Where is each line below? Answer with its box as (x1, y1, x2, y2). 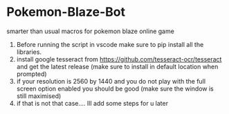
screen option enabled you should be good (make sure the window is (16, 84, 214, 93)
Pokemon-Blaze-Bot (6, 4, 126, 20)
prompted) (16, 70, 47, 78)
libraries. (16, 48, 42, 56)
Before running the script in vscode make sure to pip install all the (16, 40, 204, 48)
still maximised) (16, 91, 62, 100)
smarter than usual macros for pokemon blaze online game (6, 27, 174, 35)
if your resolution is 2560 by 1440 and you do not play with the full (16, 77, 205, 85)
